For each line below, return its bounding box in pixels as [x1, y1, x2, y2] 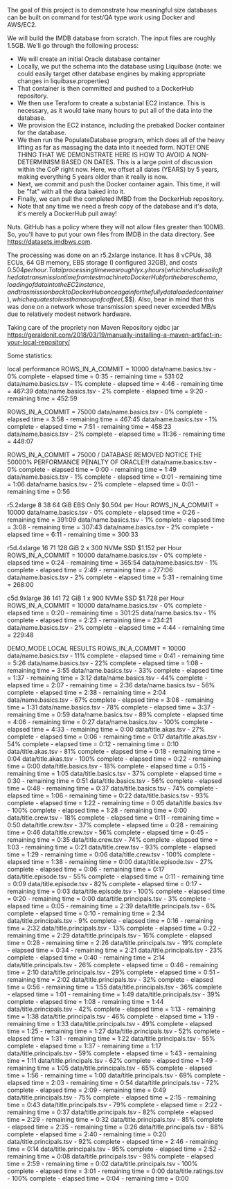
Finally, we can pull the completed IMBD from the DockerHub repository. [17, 195, 224, 203]
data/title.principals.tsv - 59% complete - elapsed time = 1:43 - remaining [7, 1049, 217, 1057]
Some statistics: [7, 351, 53, 360]
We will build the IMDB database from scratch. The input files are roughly [7, 34, 216, 42]
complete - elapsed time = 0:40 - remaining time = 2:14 [7, 953, 166, 962]
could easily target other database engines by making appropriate [17, 69, 206, 78]
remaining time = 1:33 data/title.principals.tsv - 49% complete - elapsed [7, 1020, 213, 1028]
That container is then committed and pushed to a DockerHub [17, 85, 194, 92]
